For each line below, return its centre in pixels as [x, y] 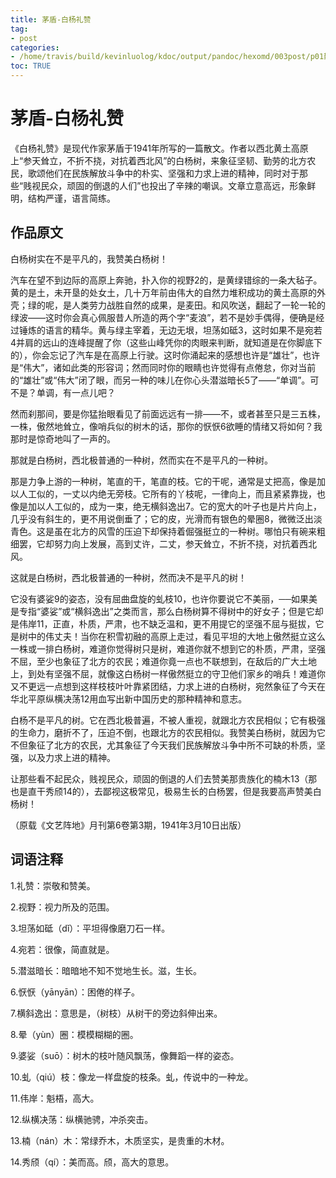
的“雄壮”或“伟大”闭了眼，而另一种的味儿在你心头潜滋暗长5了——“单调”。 [160, 380]
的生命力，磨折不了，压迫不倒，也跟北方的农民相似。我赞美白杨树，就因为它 [168, 732]
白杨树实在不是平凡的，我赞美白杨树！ [89, 258]
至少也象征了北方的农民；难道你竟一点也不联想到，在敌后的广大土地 [176, 661]
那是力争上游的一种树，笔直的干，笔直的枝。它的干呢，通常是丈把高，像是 [163, 481]
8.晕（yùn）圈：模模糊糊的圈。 [74, 1034]
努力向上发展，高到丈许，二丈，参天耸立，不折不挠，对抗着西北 [185, 543]
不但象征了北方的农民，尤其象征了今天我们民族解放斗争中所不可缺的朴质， [163, 745]
